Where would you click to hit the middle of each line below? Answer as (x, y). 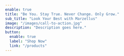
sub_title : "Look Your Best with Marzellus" (51, 19)
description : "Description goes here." (46, 28)
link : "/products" (28, 46)
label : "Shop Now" (28, 41)
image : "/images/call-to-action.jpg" (44, 23)
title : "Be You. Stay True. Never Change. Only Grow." (62, 14)
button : (13, 32)
